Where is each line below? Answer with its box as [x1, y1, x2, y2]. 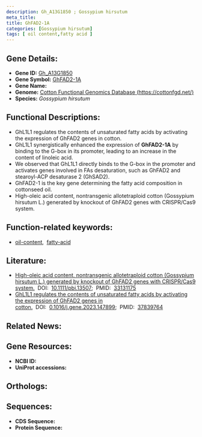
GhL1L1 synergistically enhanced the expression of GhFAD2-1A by [14, 141, 179, 148]
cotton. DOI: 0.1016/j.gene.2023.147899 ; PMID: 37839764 [14, 304, 164, 311]
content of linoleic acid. [14, 154, 73, 161]
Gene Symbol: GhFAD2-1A [14, 76, 82, 83]
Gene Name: [14, 82, 47, 89]
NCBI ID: [14, 357, 37, 364]
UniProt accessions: [14, 364, 67, 371]
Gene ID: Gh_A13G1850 [14, 69, 73, 76]
